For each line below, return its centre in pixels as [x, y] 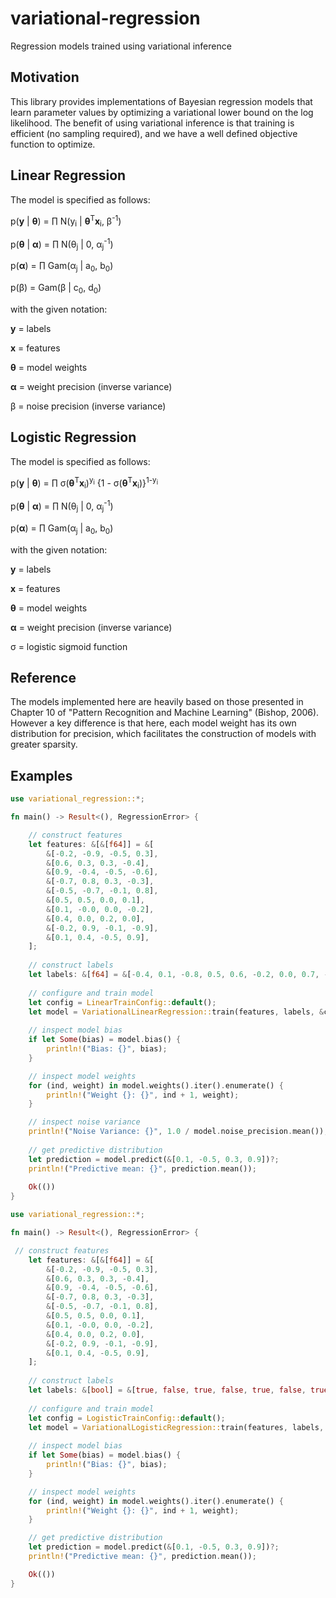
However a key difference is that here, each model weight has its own [153, 723]
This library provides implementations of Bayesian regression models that [161, 101]
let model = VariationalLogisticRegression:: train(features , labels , [176, 1427]
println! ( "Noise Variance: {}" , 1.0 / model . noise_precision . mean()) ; [178, 1132]
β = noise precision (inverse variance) [88, 406]
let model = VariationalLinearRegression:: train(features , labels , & [176, 1012]
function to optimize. [53, 144]
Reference [43, 677]
